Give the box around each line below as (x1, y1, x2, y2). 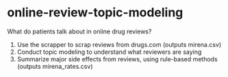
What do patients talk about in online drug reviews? (7, 27, 152, 35)
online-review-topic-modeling (7, 5, 183, 20)
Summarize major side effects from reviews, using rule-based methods (16, 55, 218, 63)
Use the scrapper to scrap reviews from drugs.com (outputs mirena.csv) (16, 40, 222, 48)
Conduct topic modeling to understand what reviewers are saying (16, 48, 202, 56)
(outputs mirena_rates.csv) (16, 62, 93, 70)
